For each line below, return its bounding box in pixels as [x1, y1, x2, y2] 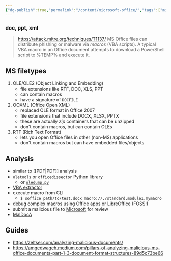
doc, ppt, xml [5, 24, 39, 31]
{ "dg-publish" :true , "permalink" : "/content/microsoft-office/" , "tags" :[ [5, 7, 160, 13]
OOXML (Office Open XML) [12, 102, 70, 108]
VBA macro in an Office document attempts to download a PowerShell [17, 46, 165, 52]
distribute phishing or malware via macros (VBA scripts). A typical [17, 41, 156, 47]
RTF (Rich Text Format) [12, 129, 62, 135]
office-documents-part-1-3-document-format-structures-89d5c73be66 [12, 250, 164, 256]
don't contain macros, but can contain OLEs [20, 123, 113, 130]
